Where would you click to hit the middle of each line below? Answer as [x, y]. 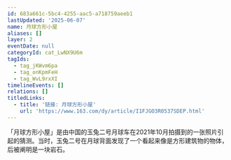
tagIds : [19, 59]
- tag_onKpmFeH [36, 72]
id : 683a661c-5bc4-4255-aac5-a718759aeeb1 [70, 14]
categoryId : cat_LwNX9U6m [45, 53]
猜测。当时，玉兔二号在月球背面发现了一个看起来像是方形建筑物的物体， [124, 140]
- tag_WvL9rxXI [36, 79]
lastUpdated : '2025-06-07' [47, 20]
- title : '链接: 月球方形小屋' [55, 105]
